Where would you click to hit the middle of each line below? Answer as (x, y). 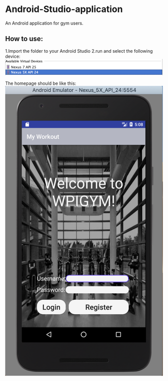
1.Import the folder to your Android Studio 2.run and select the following (79, 51)
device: (13, 56)
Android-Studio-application (64, 9)
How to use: (24, 39)
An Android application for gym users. (44, 23)
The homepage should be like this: (41, 83)
